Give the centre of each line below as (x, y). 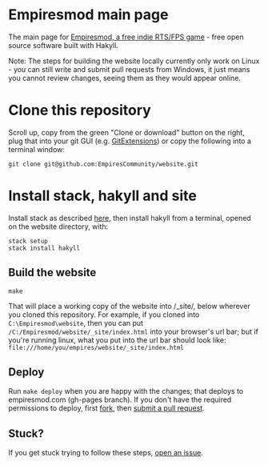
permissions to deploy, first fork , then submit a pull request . (107, 408)
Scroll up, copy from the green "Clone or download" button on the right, (127, 132)
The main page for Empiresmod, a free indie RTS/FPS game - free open (126, 37)
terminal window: (37, 149)
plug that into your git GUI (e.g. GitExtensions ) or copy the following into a (130, 141)
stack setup (28, 241)
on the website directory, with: (58, 226)
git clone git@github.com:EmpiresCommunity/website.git (103, 164)
